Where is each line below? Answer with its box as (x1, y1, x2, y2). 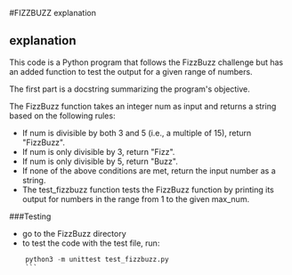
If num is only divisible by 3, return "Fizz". (21, 146, 175, 157)
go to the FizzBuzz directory (21, 228, 126, 239)
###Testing (9, 211, 52, 222)
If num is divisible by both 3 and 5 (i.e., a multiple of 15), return (21, 127, 252, 138)
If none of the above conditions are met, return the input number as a (21, 165, 276, 176)
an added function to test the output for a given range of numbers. (9, 66, 253, 77)
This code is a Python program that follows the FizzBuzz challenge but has (9, 57, 283, 68)
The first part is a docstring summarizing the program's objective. (9, 84, 251, 94)
